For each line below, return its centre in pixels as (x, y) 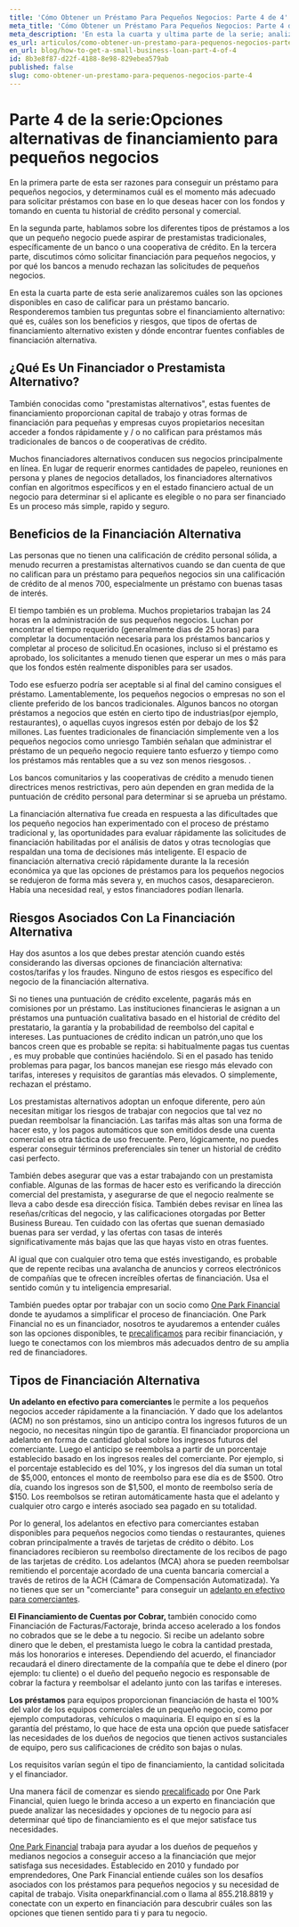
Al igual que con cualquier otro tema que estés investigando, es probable (143, 1259)
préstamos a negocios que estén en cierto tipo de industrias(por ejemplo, (144, 713)
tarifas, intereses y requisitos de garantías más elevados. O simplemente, (143, 1075)
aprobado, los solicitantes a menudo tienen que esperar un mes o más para (148, 658)
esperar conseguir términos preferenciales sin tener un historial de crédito (145, 1149)
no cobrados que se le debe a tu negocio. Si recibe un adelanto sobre (137, 1635)
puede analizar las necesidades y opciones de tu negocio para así (130, 1810)
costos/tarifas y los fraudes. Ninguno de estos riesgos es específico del (141, 972)
